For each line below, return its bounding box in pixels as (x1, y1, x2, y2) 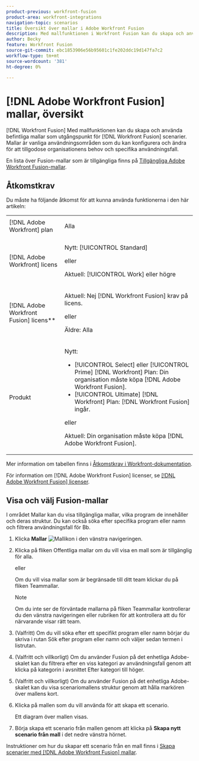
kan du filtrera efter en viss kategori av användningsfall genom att (30, 660, 191, 667)
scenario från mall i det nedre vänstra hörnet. (14, 731, 127, 738)
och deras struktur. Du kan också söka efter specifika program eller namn (6, 517, 185, 524)
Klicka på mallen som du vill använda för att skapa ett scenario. (14, 701, 169, 709)
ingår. (74, 405, 91, 413)
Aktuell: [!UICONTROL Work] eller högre (64, 270, 176, 279)
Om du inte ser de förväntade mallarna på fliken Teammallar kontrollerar (14, 605, 191, 612)
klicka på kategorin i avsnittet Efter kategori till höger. (14, 666, 145, 673)
